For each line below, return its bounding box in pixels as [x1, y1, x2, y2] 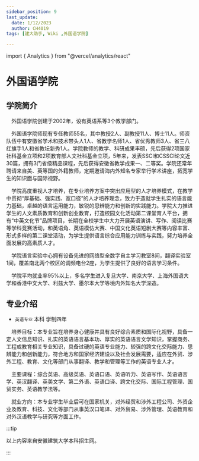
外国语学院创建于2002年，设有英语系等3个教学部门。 [11, 117, 142, 125]
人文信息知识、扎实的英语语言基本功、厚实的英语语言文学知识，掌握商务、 [11, 335, 193, 343]
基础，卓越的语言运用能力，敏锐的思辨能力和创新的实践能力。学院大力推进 [11, 202, 193, 209]
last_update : [6, 14, 38, 20]
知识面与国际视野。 [16, 175, 63, 182]
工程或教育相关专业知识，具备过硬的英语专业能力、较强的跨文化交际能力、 [6, 343, 188, 350]
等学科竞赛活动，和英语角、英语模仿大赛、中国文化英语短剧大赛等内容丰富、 [6, 224, 193, 232]
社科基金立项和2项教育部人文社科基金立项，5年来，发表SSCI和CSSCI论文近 [6, 152, 191, 159]
